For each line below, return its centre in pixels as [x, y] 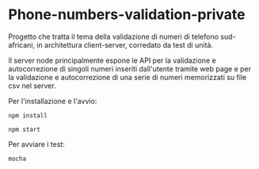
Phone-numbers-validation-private [127, 15]
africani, [22, 44]
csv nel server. [32, 86]
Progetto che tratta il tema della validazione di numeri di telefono [114, 36]
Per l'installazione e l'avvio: [53, 101]
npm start [25, 129]
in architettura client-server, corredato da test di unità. [125, 44]
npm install [28, 115]
